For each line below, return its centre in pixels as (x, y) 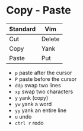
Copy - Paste (39, 10)
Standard (23, 29)
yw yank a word (33, 104)
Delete (50, 39)
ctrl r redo (29, 123)
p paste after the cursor (43, 73)
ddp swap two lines (38, 85)
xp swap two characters (44, 91)
